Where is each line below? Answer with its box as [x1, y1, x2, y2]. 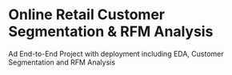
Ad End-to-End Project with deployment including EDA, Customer [8, 49, 224, 58]
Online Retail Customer [8, 6, 166, 24]
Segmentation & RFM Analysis [8, 22, 214, 41]
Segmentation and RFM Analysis [8, 57, 116, 67]
